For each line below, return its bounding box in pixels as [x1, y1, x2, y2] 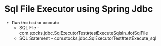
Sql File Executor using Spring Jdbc [4, 3, 153, 15]
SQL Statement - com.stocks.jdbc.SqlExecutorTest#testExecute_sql [19, 35, 156, 41]
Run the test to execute [11, 20, 59, 25]
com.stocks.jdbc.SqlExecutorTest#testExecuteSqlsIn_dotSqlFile [19, 30, 148, 36]
